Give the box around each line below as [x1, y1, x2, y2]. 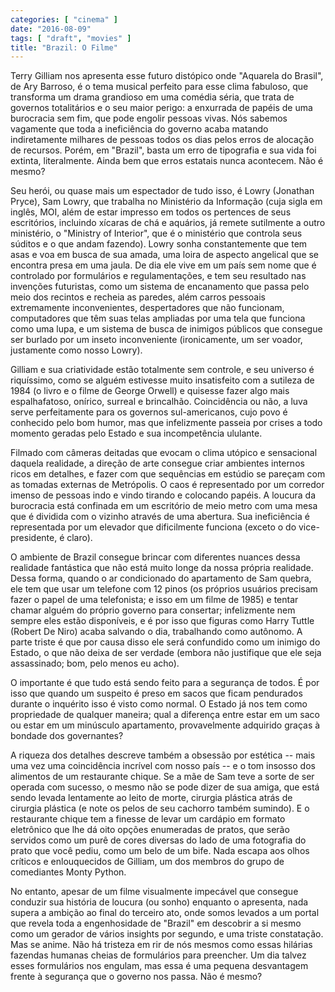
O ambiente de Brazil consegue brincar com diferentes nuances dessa [10, 551, 301, 563]
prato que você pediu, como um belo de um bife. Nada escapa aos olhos [10, 845, 310, 857]
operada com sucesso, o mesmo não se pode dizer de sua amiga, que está [10, 781, 320, 793]
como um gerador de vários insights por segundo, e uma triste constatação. [10, 928, 324, 940]
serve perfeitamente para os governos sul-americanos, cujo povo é [10, 406, 288, 418]
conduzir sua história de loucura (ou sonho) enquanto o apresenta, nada [10, 896, 309, 908]
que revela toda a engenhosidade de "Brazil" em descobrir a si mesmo [10, 917, 302, 930]
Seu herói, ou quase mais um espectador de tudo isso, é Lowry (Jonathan [10, 185, 315, 197]
